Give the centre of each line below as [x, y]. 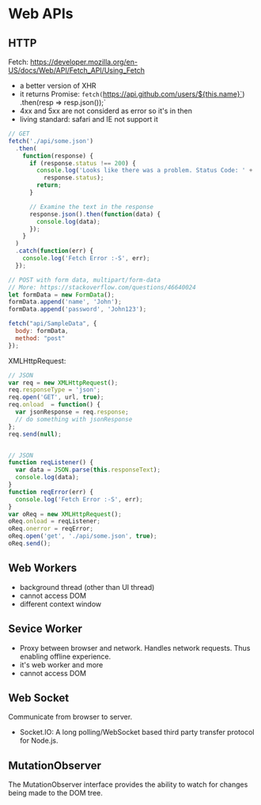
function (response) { [58, 156]
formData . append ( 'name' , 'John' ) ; [65, 302]
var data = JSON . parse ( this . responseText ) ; [88, 470]
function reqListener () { [51, 463]
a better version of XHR [58, 85]
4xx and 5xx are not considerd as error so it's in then [106, 111]
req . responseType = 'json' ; [55, 390]
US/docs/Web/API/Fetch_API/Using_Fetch [76, 70]
